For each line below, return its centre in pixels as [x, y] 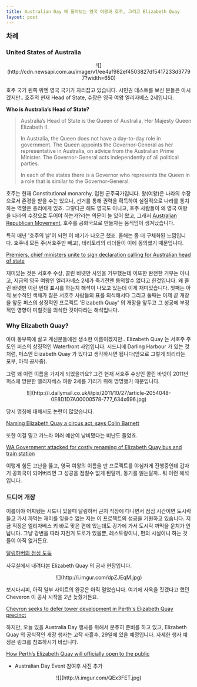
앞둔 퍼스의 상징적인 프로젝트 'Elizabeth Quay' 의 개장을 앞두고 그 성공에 [95, 302]
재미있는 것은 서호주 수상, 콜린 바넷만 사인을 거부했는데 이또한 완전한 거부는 [92, 273]
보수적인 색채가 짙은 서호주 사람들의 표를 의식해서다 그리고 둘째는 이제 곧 [95, 295]
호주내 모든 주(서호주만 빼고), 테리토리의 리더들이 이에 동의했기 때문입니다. [99, 243]
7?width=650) [99, 78]
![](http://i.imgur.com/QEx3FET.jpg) [99, 678]
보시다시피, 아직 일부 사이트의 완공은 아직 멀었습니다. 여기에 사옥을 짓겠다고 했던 [98, 590]
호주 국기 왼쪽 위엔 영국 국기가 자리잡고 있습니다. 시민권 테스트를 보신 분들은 [93, 90]
